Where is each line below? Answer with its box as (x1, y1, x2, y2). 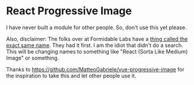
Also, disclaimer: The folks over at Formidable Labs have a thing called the (6, 35, 188, 42)
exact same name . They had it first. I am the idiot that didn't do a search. (6, 42, 183, 49)
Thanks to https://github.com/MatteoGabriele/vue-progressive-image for (6, 65, 185, 73)
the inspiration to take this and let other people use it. (6, 72, 136, 79)
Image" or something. (6, 54, 59, 61)
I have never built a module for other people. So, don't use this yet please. (6, 24, 187, 31)
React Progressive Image (6, 4, 132, 18)
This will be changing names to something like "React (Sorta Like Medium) (6, 48, 188, 55)
